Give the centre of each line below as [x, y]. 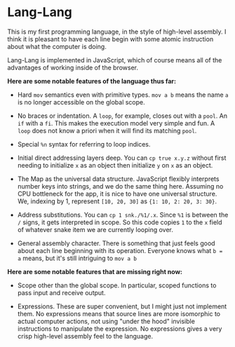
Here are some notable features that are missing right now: [95, 271]
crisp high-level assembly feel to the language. [85, 336]
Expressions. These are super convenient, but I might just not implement [122, 306]
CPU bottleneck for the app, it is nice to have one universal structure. [117, 193]
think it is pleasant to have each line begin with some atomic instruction [110, 39]
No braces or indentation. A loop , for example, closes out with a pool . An [122, 116]
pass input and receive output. [61, 292]
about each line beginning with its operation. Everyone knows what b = [120, 250]
